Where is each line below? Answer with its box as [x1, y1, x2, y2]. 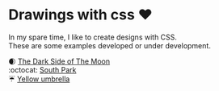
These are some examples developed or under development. [8, 40, 212, 50]
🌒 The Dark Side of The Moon [8, 56, 111, 66]
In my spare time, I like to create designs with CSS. [8, 32, 178, 42]
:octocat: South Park [8, 64, 77, 74]
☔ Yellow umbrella [8, 74, 70, 84]
